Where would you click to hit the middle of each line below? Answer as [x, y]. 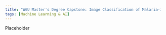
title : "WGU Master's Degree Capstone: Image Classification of [73, 9]
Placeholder [17, 28]
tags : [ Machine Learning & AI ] [37, 14]
